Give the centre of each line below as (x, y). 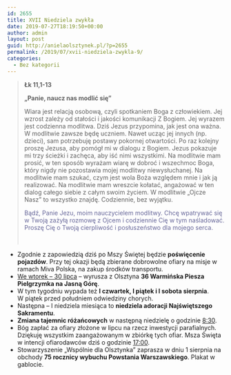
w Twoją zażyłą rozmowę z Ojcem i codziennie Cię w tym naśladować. (124, 220)
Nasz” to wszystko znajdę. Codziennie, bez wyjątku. (99, 199)
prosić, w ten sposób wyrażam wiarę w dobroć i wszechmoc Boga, (119, 162)
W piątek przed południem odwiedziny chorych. (85, 298)
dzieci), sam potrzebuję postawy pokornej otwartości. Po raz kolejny (121, 141)
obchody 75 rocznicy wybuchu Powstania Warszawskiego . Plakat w (116, 357)
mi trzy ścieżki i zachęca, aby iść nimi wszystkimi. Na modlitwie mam (122, 155)
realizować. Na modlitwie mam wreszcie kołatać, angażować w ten (119, 184)
